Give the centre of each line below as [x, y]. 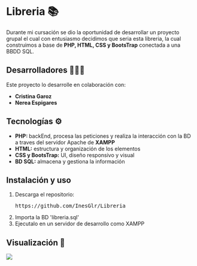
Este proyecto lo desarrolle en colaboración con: [66, 84]
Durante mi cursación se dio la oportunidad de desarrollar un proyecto [93, 32]
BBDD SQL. [20, 51]
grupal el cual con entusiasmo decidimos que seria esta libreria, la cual [94, 38]
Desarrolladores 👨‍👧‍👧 [46, 70]
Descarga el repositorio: [45, 195]
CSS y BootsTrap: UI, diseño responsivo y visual [75, 155]
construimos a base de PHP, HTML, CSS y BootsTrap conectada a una [93, 45]
